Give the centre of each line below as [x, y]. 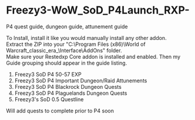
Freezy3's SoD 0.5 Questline [49, 99]
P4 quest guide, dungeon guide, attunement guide [67, 26]
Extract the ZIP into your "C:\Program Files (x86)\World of [76, 44]
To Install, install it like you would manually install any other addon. [86, 38]
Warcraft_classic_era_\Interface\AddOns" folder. [64, 50]
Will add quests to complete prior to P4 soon [60, 111]
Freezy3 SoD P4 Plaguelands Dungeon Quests [71, 93]
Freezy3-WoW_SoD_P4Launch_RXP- [98, 10]
